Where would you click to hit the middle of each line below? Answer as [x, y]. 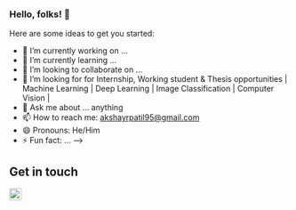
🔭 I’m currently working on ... [75, 51]
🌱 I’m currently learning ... [69, 61]
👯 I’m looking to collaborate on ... [82, 69]
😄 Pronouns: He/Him [61, 130]
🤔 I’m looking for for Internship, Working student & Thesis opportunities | [155, 79]
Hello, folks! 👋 [40, 14]
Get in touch [44, 171]
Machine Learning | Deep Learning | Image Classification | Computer [148, 89]
